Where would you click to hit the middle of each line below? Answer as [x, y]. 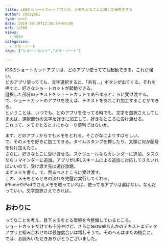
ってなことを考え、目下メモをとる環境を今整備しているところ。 [69, 220]
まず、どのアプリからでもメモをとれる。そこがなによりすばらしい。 [73, 135]
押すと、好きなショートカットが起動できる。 [50, 88]
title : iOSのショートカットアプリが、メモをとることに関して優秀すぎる [69, 10]
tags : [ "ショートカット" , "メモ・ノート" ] [43, 51]
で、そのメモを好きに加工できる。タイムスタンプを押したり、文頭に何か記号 [82, 141]
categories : [17, 42]
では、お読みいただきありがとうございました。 [52, 239]
